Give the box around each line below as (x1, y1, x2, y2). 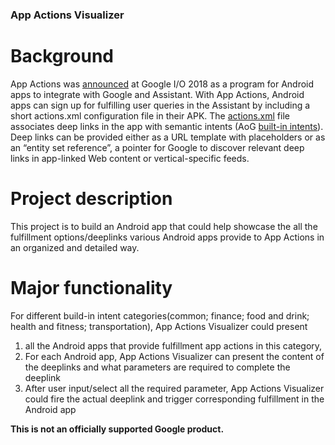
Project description (10, 188, 173, 210)
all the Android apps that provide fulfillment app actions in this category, (24, 339, 323, 352)
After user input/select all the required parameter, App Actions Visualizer (24, 382, 325, 394)
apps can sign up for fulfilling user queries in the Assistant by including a (10, 99, 311, 111)
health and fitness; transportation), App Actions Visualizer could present (10, 320, 308, 332)
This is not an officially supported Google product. (10, 423, 225, 435)
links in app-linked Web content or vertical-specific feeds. (10, 152, 250, 164)
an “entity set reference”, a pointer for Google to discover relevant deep (10, 141, 305, 153)
